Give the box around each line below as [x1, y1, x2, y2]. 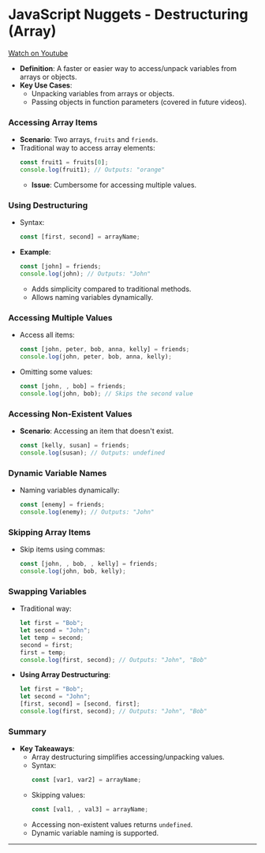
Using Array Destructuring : [19, 670, 111, 679]
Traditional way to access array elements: [19, 144, 155, 153]
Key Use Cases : [19, 80, 73, 90]
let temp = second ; [19, 634, 84, 642]
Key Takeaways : [19, 744, 75, 754]
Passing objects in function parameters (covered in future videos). [31, 97, 247, 107]
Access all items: [19, 330, 75, 340]
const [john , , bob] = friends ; [19, 382, 126, 390]
